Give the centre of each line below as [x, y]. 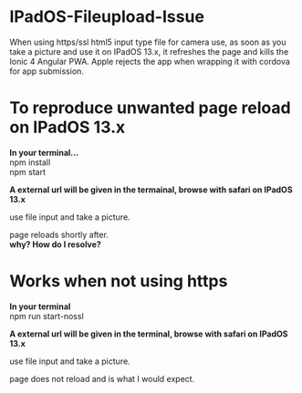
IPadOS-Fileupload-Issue [107, 17]
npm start [28, 171]
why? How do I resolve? [56, 244]
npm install [30, 162]
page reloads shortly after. [59, 234]
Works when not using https [119, 281]
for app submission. [47, 71]
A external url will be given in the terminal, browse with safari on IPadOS [149, 334]
